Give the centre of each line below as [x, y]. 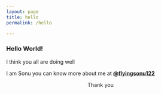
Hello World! [25, 49]
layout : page [22, 12]
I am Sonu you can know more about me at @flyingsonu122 [80, 73]
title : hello [22, 17]
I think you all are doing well [40, 62]
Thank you [101, 84]
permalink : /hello [29, 23]
